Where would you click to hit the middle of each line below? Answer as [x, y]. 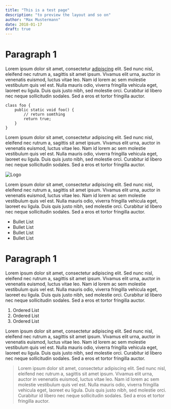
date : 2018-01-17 [24, 24]
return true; [38, 119]
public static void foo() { [44, 110]
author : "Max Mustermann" [33, 20]
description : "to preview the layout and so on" [58, 15]
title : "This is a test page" [38, 10]
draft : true [18, 29]
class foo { [18, 106]
